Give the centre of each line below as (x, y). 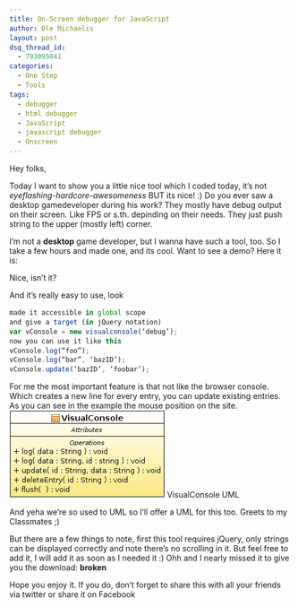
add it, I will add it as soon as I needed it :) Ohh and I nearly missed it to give (149, 558)
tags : (19, 94)
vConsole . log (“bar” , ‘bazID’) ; (68, 360)
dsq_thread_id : (38, 48)
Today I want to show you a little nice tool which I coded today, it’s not (138, 186)
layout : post (34, 38)
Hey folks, (28, 169)
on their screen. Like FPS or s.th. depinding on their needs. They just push (146, 214)
